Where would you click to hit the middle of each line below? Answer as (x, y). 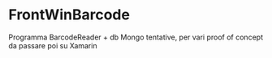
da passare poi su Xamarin (53, 45)
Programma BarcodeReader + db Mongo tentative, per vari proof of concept (136, 37)
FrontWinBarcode (69, 15)
